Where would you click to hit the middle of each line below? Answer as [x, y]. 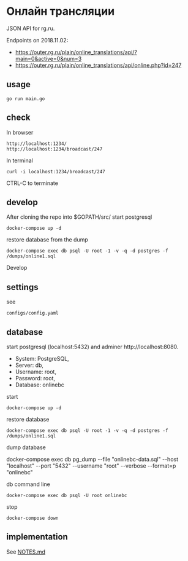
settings [22, 287]
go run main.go [26, 99]
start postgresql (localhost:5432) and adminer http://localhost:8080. [92, 347]
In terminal [20, 160]
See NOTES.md [26, 552]
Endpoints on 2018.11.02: [37, 40]
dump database [26, 447]
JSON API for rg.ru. [31, 28]
